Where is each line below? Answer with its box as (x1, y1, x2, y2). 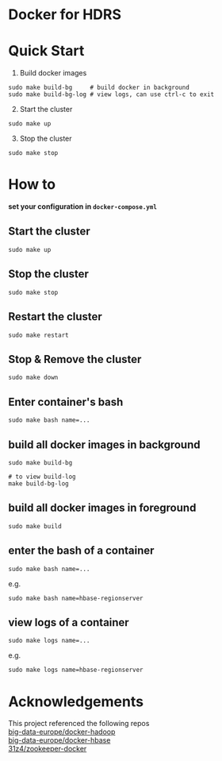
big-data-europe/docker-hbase (8, 736, 111, 745)
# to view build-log (8, 473, 77, 481)
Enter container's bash (8, 395, 124, 408)
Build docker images (19, 68, 87, 78)
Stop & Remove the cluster (8, 352, 142, 366)
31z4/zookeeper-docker (8, 744, 87, 754)
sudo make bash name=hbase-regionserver (8, 594, 144, 602)
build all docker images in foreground (8, 501, 197, 515)
